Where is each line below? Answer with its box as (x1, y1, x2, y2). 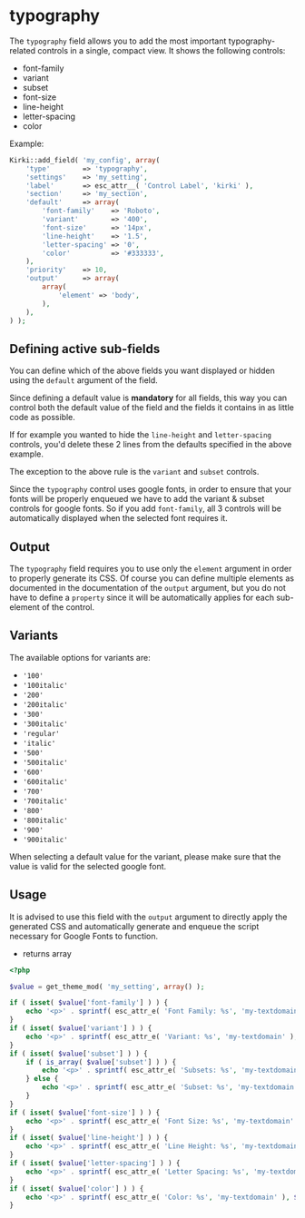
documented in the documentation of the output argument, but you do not (9, 583, 286, 594)
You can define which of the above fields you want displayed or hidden (9, 365, 275, 377)
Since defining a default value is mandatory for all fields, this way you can (9, 392, 288, 404)
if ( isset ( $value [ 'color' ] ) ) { (9, 1184, 144, 1193)
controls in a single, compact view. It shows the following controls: (37, 44, 286, 55)
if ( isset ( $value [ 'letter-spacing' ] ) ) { (9, 1159, 181, 1168)
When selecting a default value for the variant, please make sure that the (9, 850, 281, 862)
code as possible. (9, 412, 75, 423)
